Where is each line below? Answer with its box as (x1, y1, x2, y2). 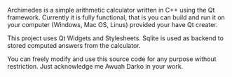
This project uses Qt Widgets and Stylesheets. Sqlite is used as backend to (7, 34, 224, 42)
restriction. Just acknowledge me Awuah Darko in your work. (7, 62, 184, 70)
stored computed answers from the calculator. (7, 42, 142, 49)
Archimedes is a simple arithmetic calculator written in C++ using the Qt (7, 6, 215, 14)
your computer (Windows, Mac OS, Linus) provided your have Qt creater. (7, 21, 219, 28)
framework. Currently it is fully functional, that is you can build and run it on (7, 13, 226, 22)
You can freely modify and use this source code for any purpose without (7, 55, 217, 63)
